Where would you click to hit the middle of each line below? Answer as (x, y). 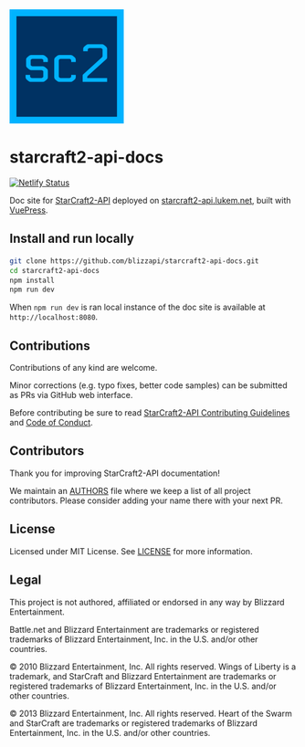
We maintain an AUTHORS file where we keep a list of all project (130, 490)
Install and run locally (72, 239)
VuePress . (29, 210)
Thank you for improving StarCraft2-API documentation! (115, 473)
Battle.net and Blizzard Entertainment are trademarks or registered (134, 629)
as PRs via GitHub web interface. (71, 395)
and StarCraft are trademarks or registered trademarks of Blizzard (133, 723)
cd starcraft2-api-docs (55, 270)
